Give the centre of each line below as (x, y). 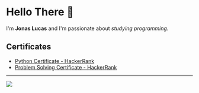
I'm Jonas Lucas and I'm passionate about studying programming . (87, 28)
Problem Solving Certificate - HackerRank (66, 67)
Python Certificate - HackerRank (54, 61)
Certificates (29, 47)
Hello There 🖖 (40, 12)
